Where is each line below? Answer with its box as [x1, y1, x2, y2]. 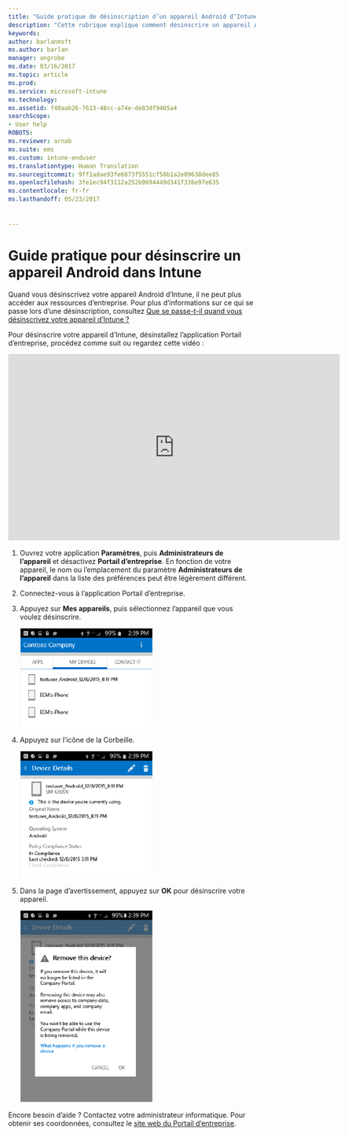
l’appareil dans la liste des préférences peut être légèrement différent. [19, 573, 247, 582]
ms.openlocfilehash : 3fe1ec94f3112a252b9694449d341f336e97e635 [8, 179, 220, 186]
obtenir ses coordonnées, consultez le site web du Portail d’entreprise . [8, 1118, 237, 1128]
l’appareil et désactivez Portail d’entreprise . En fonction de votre [19, 556, 232, 566]
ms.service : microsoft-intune [8, 87, 108, 95]
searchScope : [8, 112, 51, 120]
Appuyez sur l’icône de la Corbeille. [19, 735, 135, 744]
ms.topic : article [8, 71, 68, 79]
